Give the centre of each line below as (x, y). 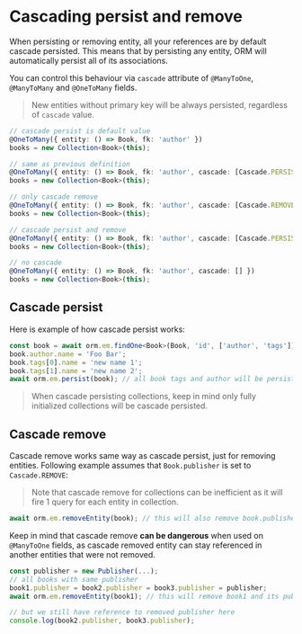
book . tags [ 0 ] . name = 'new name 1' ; (76, 362)
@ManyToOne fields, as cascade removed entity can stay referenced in (136, 545)
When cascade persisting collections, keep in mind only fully (143, 397)
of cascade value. (62, 114)
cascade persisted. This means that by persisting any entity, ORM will (138, 50)
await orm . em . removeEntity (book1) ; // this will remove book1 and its (144, 596)
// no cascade (36, 263)
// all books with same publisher (74, 579)
